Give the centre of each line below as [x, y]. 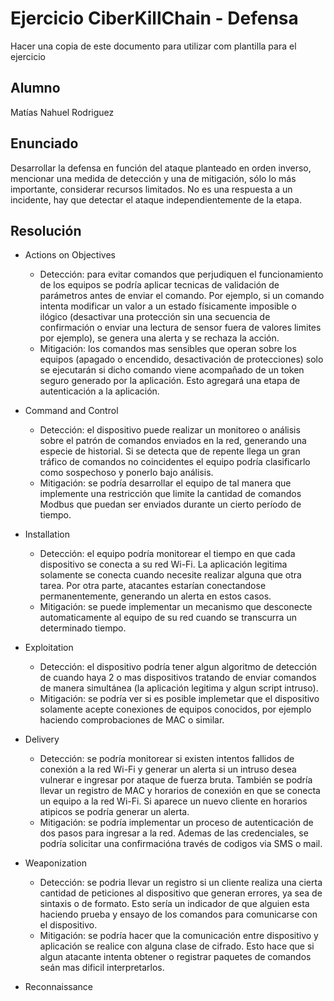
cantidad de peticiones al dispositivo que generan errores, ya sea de [181, 893]
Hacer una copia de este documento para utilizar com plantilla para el [153, 46]
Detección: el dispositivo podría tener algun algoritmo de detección [178, 667]
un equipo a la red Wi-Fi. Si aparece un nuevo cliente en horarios [173, 801]
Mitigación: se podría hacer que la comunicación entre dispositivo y [179, 936]
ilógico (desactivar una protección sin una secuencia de [155, 317]
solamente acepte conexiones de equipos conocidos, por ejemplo [175, 709]
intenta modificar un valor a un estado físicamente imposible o [168, 306]
